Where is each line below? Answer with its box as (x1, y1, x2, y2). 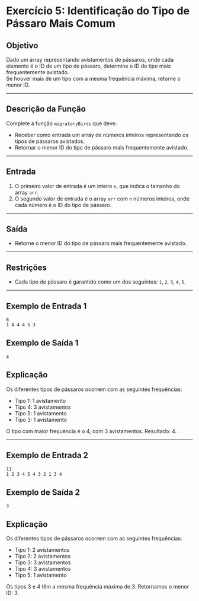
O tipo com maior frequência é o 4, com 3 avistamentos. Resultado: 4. (6, 427, 177, 434)
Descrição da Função (6, 104, 86, 114)
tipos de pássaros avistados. (14, 138, 85, 145)
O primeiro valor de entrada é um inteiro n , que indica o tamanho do (14, 182, 180, 189)
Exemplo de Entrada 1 (6, 301, 87, 311)
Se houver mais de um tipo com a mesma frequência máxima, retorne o (6, 75, 181, 82)
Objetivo (6, 40, 38, 50)
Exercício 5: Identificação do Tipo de (6, 4, 190, 18)
